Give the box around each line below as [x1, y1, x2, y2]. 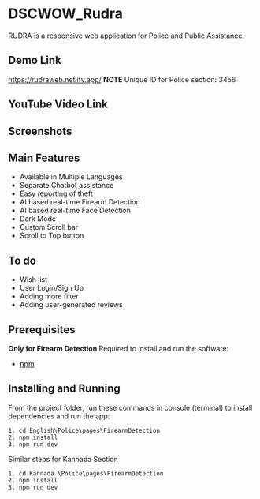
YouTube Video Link [8, 98, 108, 111]
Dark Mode [19, 214, 57, 223]
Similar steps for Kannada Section [8, 454, 118, 463]
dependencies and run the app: [8, 411, 110, 421]
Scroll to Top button [19, 231, 84, 241]
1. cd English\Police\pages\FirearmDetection [8, 426, 160, 434]
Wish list [19, 275, 48, 284]
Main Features [8, 151, 80, 164]
